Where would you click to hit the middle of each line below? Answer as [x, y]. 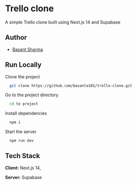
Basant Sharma [27, 49]
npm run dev [22, 141]
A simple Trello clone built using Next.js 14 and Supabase [63, 22]
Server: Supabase [24, 177]
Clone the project [23, 77]
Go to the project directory [32, 95]
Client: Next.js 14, [23, 168]
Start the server [21, 132]
